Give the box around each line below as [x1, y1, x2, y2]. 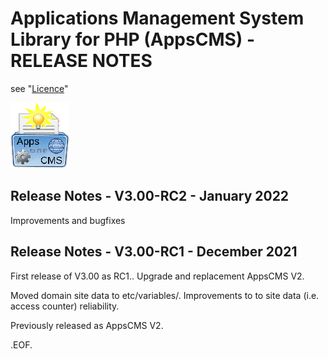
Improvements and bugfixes [10, 214, 126, 226]
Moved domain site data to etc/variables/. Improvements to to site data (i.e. [10, 289, 320, 301]
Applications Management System [10, 7, 305, 30]
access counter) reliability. [10, 300, 120, 312]
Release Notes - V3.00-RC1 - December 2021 [10, 243, 298, 261]
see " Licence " [10, 82, 69, 94]
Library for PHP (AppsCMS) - [10, 28, 256, 51]
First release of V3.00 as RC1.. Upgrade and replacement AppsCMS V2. [10, 270, 305, 282]
